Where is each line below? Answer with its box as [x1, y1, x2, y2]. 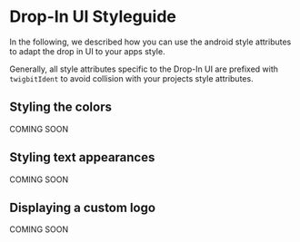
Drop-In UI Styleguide [9, 6, 177, 27]
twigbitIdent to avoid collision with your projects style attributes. [9, 73, 254, 83]
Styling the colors [9, 100, 112, 115]
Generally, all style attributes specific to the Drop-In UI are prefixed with [9, 63, 279, 74]
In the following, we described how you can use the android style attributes [9, 36, 292, 47]
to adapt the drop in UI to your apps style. [9, 45, 165, 56]
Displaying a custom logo [9, 199, 156, 215]
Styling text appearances [9, 150, 155, 165]
